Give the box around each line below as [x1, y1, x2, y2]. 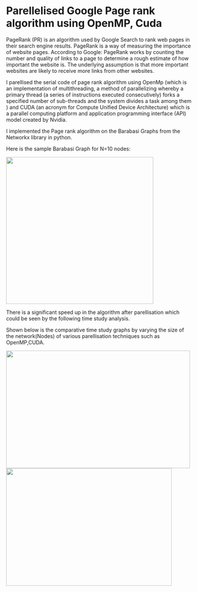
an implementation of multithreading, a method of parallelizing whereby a [6, 85, 184, 92]
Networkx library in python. [6, 133, 72, 141]
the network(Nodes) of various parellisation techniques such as [6, 332, 160, 339]
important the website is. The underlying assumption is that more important [6, 61, 189, 68]
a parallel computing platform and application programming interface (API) [6, 110, 186, 117]
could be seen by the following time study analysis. [6, 315, 131, 322]
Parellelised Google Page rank [6, 4, 156, 18]
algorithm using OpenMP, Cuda [6, 16, 162, 30]
